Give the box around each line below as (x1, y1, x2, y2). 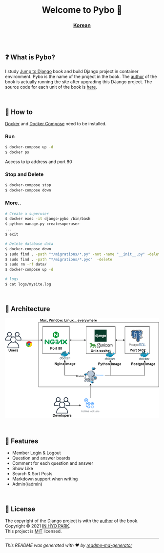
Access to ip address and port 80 (5, 159, 72, 165)
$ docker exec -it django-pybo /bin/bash (5, 216, 91, 221)
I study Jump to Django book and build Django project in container (5, 69, 139, 74)
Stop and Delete (5, 171, 44, 178)
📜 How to (5, 108, 33, 116)
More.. (5, 199, 21, 206)
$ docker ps (5, 150, 29, 155)
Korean (73, 22, 91, 29)
